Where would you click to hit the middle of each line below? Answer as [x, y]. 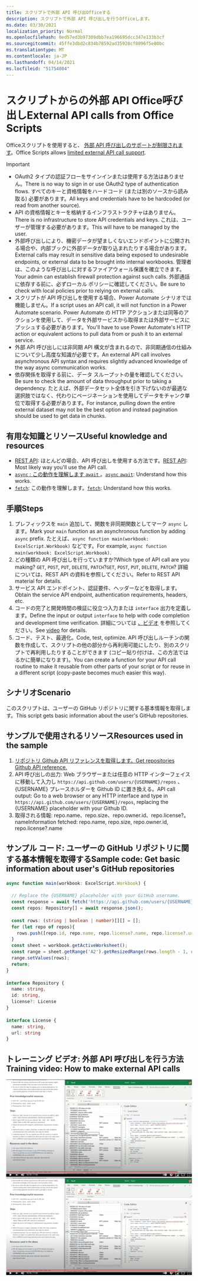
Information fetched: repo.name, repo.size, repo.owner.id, [99, 822]
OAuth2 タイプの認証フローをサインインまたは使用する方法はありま [97, 177]
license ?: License [34, 1002]
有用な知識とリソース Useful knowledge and [87, 436]
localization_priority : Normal [44, 31]
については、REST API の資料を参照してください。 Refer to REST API [97, 575]
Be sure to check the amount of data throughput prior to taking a [93, 381]
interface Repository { [35, 983]
